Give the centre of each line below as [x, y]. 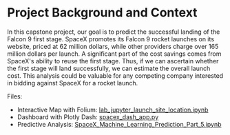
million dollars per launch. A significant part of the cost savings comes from [114, 54]
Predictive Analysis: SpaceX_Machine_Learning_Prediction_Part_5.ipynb [119, 124]
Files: [15, 96]
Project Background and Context [102, 13]
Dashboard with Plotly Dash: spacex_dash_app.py [88, 117]
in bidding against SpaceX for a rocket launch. [73, 83]
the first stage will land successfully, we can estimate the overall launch [109, 68]
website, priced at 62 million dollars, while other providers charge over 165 [113, 46]
